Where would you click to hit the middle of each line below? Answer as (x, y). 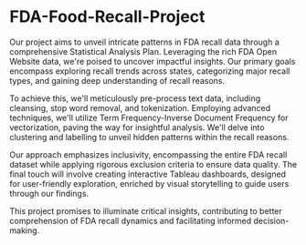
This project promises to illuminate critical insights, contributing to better (146, 210)
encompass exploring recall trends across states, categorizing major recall (150, 71)
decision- (271, 220)
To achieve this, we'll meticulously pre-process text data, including (135, 98)
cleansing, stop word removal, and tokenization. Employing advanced (140, 107)
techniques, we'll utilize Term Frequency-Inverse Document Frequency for (149, 117)
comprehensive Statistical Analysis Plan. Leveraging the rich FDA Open (143, 51)
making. (25, 230)
